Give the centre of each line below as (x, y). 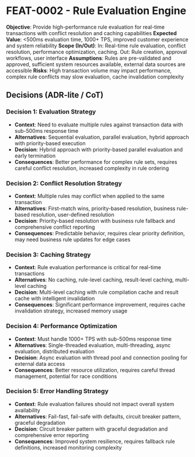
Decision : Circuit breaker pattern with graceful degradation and (91, 429)
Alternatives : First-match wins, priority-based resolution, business (95, 208)
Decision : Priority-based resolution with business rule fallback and (95, 221)
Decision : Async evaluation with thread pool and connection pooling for (101, 358)
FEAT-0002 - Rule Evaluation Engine (96, 11)
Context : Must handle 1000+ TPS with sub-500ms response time (93, 339)
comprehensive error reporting (52, 435)
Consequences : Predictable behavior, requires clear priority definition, (100, 233)
